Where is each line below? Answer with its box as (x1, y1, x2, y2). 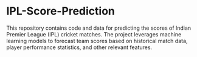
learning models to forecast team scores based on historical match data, (6, 37, 188, 44)
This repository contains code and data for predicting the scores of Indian (6, 24, 192, 32)
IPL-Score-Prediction (6, 4, 116, 18)
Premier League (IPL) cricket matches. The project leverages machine (6, 30, 182, 38)
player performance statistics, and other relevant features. (6, 44, 153, 51)
